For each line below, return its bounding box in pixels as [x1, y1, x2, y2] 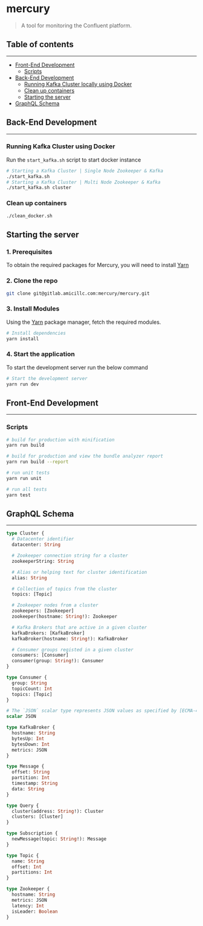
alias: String [11, 574, 47, 581]
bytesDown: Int [11, 741, 50, 747]
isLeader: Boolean [11, 908, 59, 915]
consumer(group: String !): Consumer [11, 658, 104, 664]
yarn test [6, 492, 31, 498]
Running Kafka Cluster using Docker [6, 142, 115, 151]
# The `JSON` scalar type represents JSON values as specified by [6, 708, 177, 714]
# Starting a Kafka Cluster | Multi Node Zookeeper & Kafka [6, 179, 161, 185]
